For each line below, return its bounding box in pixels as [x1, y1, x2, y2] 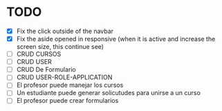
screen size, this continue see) [16, 43, 104, 51]
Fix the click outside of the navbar [16, 27, 114, 35]
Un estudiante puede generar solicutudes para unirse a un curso [16, 89, 201, 97]
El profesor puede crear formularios [16, 97, 119, 105]
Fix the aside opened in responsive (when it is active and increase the [16, 35, 216, 43]
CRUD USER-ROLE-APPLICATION [16, 73, 113, 81]
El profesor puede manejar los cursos [16, 81, 124, 90]
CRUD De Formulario [16, 65, 77, 74]
